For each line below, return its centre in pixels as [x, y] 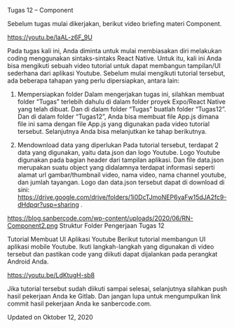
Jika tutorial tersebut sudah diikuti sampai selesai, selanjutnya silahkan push [117, 289]
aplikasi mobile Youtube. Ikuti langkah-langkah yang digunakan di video [111, 247]
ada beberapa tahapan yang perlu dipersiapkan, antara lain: [94, 81]
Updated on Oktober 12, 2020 [50, 317]
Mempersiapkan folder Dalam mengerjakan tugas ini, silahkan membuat [121, 94]
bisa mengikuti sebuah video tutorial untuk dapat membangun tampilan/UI [114, 66]
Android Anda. [28, 261]
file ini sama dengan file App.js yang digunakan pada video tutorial [113, 124]
